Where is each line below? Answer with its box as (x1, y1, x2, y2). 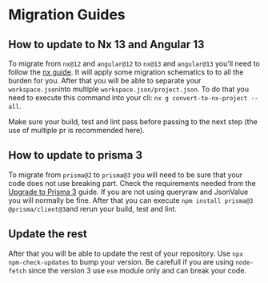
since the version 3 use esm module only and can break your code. (27, 265, 246, 275)
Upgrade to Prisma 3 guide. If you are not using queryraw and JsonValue (8, 187, 249, 196)
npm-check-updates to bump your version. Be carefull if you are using (8, 257, 234, 266)
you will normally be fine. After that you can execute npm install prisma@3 (8, 195, 254, 205)
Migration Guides (8, 6, 126, 24)
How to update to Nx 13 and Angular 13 (8, 38, 205, 51)
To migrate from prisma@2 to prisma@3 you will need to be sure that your (8, 170, 243, 180)
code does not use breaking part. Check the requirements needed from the (8, 178, 256, 188)
